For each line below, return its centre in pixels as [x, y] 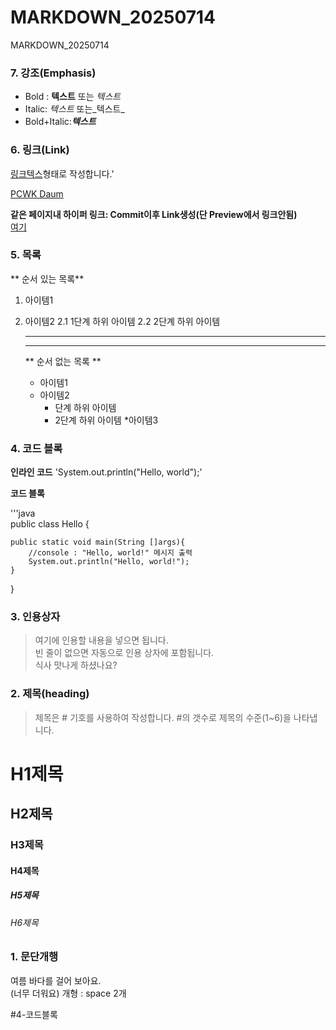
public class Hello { [50, 524]
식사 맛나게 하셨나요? [76, 665]
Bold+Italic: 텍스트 [60, 122]
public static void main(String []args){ [98, 542]
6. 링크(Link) [40, 150]
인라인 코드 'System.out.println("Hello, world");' [106, 472]
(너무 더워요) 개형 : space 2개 [68, 993]
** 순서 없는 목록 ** [63, 361]
